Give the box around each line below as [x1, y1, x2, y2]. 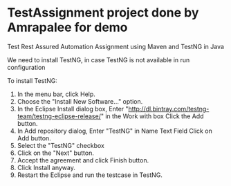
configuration [7, 63, 46, 71]
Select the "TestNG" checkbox [17, 141, 105, 149]
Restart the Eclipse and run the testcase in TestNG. [17, 171, 163, 179]
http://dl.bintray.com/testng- [128, 104, 210, 113]
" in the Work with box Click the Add [100, 112, 204, 120]
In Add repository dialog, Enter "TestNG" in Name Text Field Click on [17, 127, 212, 135]
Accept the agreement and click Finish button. [17, 156, 149, 164]
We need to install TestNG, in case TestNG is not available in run [7, 55, 190, 64]
